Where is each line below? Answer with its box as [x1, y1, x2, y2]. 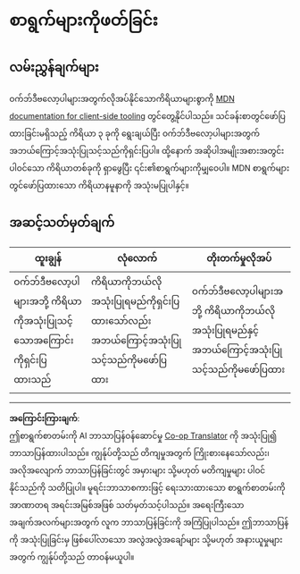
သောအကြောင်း [13, 333, 74, 346]
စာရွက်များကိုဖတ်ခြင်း [9, 10, 159, 30]
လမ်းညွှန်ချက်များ [9, 59, 99, 75]
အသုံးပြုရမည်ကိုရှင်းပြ [90, 295, 180, 308]
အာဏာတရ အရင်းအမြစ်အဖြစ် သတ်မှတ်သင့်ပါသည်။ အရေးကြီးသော [9, 499, 245, 510]
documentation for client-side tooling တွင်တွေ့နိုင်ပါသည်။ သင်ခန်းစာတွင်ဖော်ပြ [9, 111, 286, 121]
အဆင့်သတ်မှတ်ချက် [9, 215, 115, 231]
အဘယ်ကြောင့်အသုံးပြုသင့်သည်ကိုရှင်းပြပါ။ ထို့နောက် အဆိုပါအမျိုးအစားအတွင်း [9, 146, 285, 156]
